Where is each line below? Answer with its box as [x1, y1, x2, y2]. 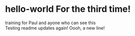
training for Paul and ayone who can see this [5, 20, 96, 26]
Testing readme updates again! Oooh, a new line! [5, 25, 105, 31]
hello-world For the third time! [5, 3, 131, 15]
